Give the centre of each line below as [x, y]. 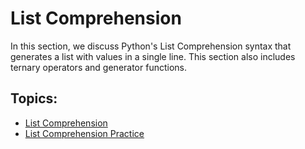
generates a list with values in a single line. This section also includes [153, 56]
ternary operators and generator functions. [99, 67]
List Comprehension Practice [84, 133]
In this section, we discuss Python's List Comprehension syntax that [151, 46]
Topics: [34, 98]
